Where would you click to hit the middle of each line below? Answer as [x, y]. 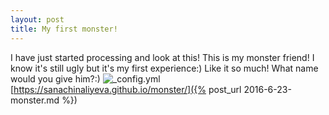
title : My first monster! [64, 29]
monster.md [35, 100]
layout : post [37, 19]
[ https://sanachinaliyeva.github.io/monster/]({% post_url [126, 89]
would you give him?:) [55, 78]
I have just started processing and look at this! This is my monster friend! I [162, 57]
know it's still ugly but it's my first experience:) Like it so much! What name [164, 68]
